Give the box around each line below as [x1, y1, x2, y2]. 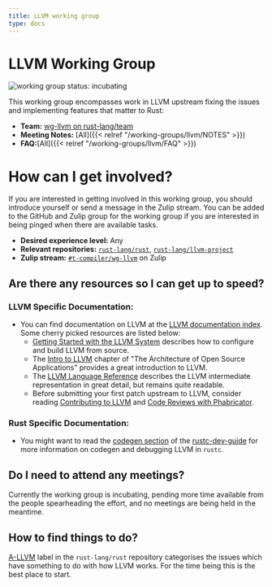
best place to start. [8, 569, 71, 579]
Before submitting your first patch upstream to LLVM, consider [32, 389, 242, 398]
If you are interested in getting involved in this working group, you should [8, 194, 253, 204]
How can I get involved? [8, 167, 173, 185]
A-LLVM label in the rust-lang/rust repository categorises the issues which [8, 552, 262, 562]
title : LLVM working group [8, 11, 100, 20]
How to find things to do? [8, 530, 138, 545]
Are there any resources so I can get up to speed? [8, 276, 265, 290]
